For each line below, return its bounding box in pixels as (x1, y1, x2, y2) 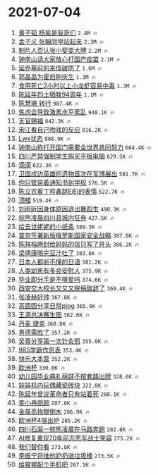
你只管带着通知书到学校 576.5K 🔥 (18, 178, 115, 187)
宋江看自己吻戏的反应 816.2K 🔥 (18, 125, 109, 134)
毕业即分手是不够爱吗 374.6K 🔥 (18, 275, 109, 283)
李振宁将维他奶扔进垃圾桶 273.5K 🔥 (18, 451, 121, 459)
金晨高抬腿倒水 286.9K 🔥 (18, 407, 90, 416)
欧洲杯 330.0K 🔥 (18, 363, 66, 371)
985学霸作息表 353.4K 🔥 (18, 345, 89, 354)
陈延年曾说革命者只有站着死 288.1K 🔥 (18, 389, 127, 398)
